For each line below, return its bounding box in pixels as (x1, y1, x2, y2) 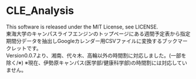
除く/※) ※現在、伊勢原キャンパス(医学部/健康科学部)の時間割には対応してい (6, 59, 187, 66)
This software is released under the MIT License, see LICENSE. (6, 23, 159, 30)
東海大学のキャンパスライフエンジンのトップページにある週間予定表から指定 (6, 30, 191, 37)
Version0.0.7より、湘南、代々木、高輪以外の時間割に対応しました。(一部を (6, 52, 187, 59)
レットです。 (11, 45, 42, 52)
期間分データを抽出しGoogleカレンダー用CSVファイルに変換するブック (6, 37, 178, 44)
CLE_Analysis (6, 4, 74, 17)
